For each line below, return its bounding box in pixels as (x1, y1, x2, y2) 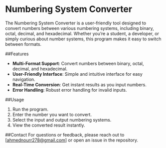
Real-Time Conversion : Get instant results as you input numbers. (12, 81, 147, 88)
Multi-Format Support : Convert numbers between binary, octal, (12, 60, 144, 66)
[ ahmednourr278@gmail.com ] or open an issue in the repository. (5, 137, 139, 143)
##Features (5, 51, 29, 57)
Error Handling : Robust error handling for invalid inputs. (12, 87, 127, 93)
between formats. (5, 41, 41, 47)
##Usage (5, 96, 24, 103)
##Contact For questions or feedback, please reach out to (5, 132, 125, 138)
